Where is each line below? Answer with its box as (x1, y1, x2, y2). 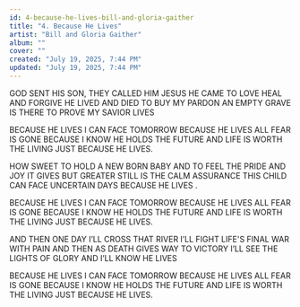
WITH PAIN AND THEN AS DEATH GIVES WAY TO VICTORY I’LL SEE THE (9, 243, 279, 254)
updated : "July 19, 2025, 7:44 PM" (9, 64, 142, 73)
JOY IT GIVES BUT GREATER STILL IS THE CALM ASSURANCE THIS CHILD (9, 170, 287, 180)
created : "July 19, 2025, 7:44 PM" (9, 55, 142, 64)
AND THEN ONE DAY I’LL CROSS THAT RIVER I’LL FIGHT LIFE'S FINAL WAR (9, 233, 289, 244)
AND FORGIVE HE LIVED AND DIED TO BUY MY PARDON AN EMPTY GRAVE (9, 97, 291, 108)
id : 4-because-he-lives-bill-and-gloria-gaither (9, 13, 194, 22)
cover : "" (9, 47, 47, 56)
